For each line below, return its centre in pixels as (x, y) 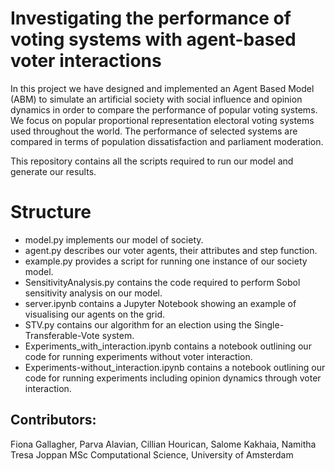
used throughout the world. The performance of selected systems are (154, 131)
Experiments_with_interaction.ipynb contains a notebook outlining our (168, 346)
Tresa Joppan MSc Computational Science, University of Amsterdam (152, 454)
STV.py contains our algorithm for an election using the (138, 324)
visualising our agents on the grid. (95, 314)
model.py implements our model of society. (114, 239)
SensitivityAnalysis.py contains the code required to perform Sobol (162, 282)
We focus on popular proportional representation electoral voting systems (162, 120)
